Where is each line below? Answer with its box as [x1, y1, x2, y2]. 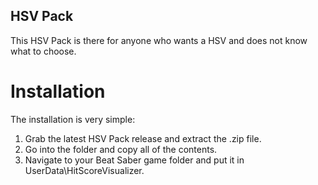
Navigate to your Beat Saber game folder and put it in [24, 154, 245, 166]
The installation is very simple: [10, 113, 136, 125]
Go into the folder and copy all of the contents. [24, 143, 218, 155]
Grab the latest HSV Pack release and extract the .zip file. [24, 132, 262, 144]
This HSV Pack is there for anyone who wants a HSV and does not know [10, 34, 308, 46]
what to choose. [10, 45, 77, 57]
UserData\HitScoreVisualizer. [24, 164, 145, 176]
